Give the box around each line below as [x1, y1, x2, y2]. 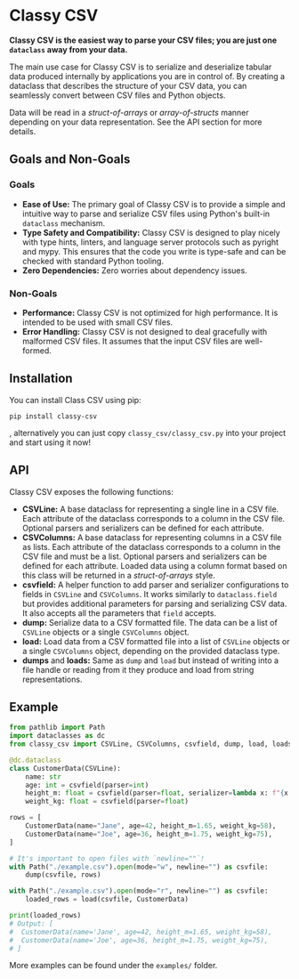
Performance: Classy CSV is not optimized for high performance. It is [21, 307, 279, 318]
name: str [25, 772, 62, 781]
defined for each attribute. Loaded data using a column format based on [21, 560, 287, 570]
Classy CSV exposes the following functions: [9, 486, 174, 497]
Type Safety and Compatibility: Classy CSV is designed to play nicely [21, 227, 280, 238]
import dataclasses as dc [9, 732, 105, 740]
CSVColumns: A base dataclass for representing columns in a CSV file [21, 531, 282, 543]
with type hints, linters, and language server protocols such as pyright [21, 237, 279, 247]
